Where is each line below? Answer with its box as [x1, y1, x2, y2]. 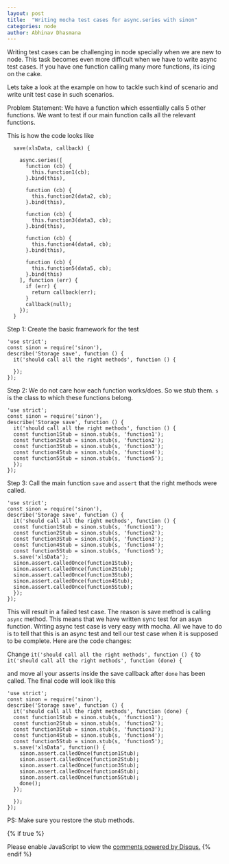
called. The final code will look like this [7, 677, 117, 685]
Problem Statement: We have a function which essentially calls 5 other [7, 104, 206, 112]
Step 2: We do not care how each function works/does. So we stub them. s [7, 386, 219, 395]
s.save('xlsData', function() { [13, 744, 106, 751]
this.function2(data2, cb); [32, 193, 112, 200]
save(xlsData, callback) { [13, 145, 91, 152]
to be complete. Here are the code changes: [7, 637, 132, 645]
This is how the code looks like [7, 132, 95, 140]
